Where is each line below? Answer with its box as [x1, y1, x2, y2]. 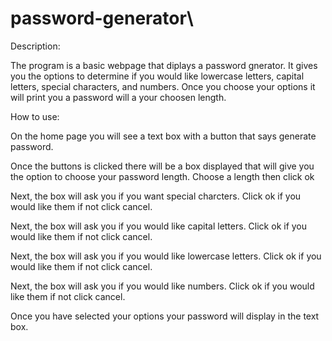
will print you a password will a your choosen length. [10, 91, 227, 103]
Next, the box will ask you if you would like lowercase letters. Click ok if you [10, 250, 322, 262]
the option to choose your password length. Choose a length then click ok [10, 170, 315, 182]
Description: [10, 40, 61, 52]
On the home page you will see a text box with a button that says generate [10, 130, 317, 142]
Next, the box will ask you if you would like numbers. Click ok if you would [10, 280, 315, 292]
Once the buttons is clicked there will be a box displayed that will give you [10, 160, 315, 172]
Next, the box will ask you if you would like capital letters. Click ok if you [10, 220, 308, 232]
